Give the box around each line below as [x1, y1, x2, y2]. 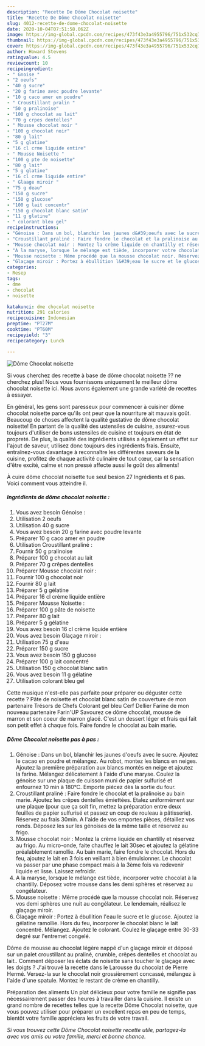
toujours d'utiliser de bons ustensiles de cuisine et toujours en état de [7, 428, 182, 436]
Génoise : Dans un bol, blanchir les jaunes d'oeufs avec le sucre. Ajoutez [15, 751, 198, 759]
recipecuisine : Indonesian [7, 315, 75, 321]
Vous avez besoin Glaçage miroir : [15, 632, 102, 640]
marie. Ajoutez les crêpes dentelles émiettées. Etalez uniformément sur [15, 796, 195, 804]
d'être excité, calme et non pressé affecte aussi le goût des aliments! [7, 461, 179, 469]
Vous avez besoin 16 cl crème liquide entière [15, 626, 128, 633]
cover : [7, 43, 24, 49]
